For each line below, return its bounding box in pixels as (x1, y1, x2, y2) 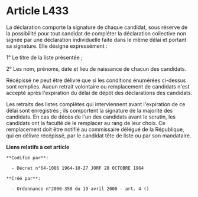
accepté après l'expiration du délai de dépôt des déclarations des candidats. (6, 89, 193, 96)
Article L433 (6, 4, 69, 18)
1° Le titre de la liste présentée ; (6, 54, 83, 61)
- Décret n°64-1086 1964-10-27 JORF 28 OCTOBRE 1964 (11, 165, 144, 171)
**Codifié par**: (6, 155, 49, 160)
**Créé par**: (6, 175, 41, 181)
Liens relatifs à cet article (6, 143, 70, 150)
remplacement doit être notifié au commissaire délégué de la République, (6, 126, 184, 133)
